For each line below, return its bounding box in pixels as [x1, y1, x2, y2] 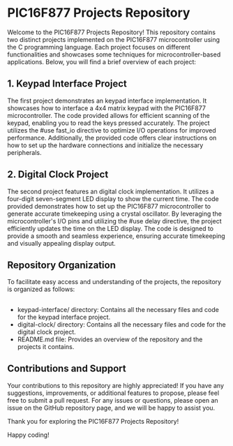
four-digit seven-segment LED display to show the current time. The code [7, 194, 219, 203]
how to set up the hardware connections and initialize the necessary [7, 141, 204, 149]
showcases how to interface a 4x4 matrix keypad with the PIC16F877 [7, 103, 206, 112]
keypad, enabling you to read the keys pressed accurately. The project [7, 119, 211, 127]
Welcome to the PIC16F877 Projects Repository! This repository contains [7, 28, 216, 36]
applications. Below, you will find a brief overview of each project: [7, 57, 197, 66]
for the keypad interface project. [17, 313, 111, 321]
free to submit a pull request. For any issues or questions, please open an [7, 396, 218, 404]
